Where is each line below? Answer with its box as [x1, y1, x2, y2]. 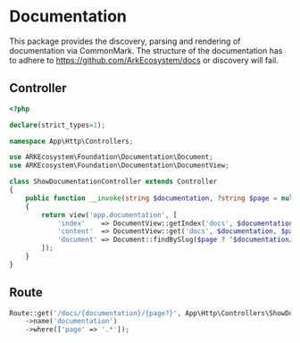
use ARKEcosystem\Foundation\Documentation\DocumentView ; [9, 161, 229, 171]
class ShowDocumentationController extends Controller [9, 177, 218, 187]
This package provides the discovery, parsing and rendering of [9, 36, 241, 46]
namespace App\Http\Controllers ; [9, 137, 134, 146]
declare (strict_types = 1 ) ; [9, 121, 105, 130]
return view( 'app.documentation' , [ [41, 210, 178, 220]
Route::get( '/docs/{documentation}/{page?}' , [9, 308, 181, 318]
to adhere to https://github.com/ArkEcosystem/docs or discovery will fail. [9, 54, 279, 65]
